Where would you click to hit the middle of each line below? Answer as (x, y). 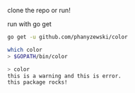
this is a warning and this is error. (64, 76)
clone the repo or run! (39, 10)
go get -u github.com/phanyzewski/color (68, 37)
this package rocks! (38, 82)
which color (25, 50)
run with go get (29, 24)
